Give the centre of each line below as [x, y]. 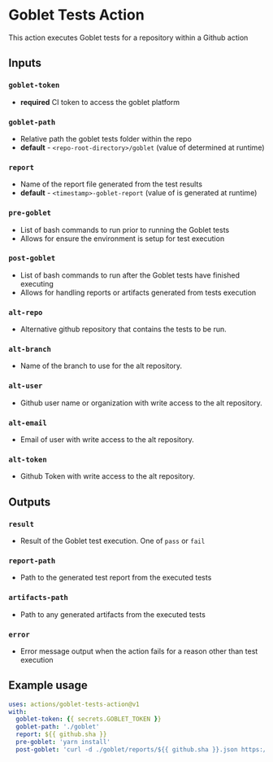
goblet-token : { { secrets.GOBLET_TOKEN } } [89, 719]
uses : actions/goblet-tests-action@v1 [74, 704]
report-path [32, 561]
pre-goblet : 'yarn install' [63, 742]
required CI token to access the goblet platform [100, 102]
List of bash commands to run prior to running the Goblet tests [125, 230]
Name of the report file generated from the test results [111, 184]
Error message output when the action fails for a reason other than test [139, 651]
